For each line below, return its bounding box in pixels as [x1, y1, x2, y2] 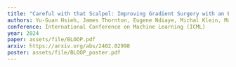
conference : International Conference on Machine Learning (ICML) [7, 23, 206, 30]
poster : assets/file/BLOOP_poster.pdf [7, 50, 121, 57]
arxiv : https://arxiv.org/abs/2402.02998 [7, 43, 131, 50]
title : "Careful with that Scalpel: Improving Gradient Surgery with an [7, 10, 225, 17]
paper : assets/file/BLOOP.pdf [7, 36, 96, 43]
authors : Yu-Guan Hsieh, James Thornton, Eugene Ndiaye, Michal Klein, [7, 17, 221, 24]
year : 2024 [7, 29, 39, 37]
